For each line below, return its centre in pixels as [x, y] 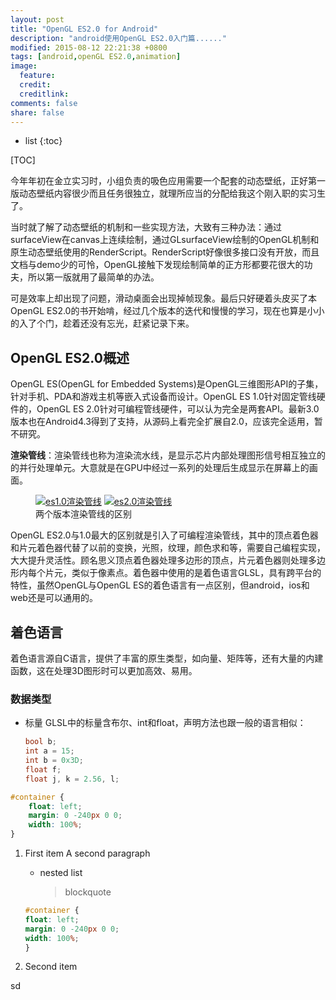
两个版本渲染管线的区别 [83, 514]
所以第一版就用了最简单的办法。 [93, 277]
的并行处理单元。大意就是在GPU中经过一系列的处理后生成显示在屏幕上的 [160, 468]
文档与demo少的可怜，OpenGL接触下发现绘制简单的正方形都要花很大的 [157, 265]
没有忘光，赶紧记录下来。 [141, 323]
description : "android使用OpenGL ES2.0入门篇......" [118, 38]
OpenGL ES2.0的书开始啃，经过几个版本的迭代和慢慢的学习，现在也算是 [159, 311]
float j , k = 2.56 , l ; [72, 779]
